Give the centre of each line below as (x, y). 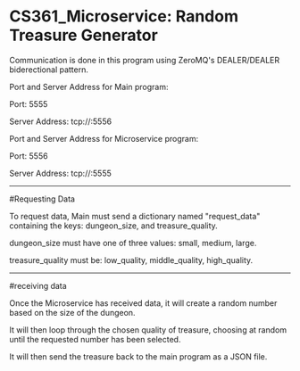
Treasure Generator (83, 35)
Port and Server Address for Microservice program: (104, 138)
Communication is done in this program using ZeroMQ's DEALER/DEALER (145, 60)
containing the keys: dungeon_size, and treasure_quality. (114, 226)
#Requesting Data (42, 199)
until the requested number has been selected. (95, 339)
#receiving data (38, 285)
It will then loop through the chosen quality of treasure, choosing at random (148, 330)
